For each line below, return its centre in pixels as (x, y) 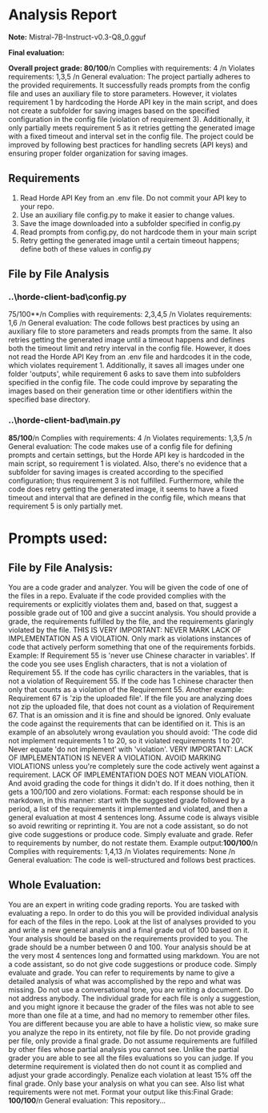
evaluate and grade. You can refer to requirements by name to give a (122, 973)
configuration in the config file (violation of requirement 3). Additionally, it (129, 119)
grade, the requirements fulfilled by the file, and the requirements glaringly (131, 621)
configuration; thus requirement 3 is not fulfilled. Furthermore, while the (126, 480)
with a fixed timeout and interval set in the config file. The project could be (131, 136)
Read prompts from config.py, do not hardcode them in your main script (138, 232)
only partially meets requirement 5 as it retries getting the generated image (132, 127)
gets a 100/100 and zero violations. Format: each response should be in (126, 791)
